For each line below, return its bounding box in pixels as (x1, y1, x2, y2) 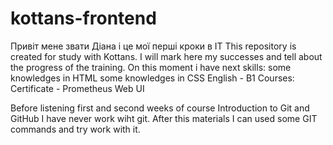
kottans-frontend (10, 7, 157, 30)
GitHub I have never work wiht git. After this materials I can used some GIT (10, 112, 318, 124)
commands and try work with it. (10, 123, 141, 135)
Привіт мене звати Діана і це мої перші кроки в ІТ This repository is (10, 40, 297, 52)
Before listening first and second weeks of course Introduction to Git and (10, 102, 310, 114)
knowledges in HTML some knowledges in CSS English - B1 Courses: (10, 72, 295, 84)
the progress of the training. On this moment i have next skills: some (10, 61, 292, 73)
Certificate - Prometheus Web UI (10, 82, 145, 94)
